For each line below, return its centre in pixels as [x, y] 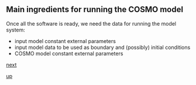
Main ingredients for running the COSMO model [94, 10]
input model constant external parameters [65, 41]
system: [16, 30]
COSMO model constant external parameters [69, 53]
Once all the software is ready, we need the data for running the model [91, 23]
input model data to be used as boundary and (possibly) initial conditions [102, 47]
